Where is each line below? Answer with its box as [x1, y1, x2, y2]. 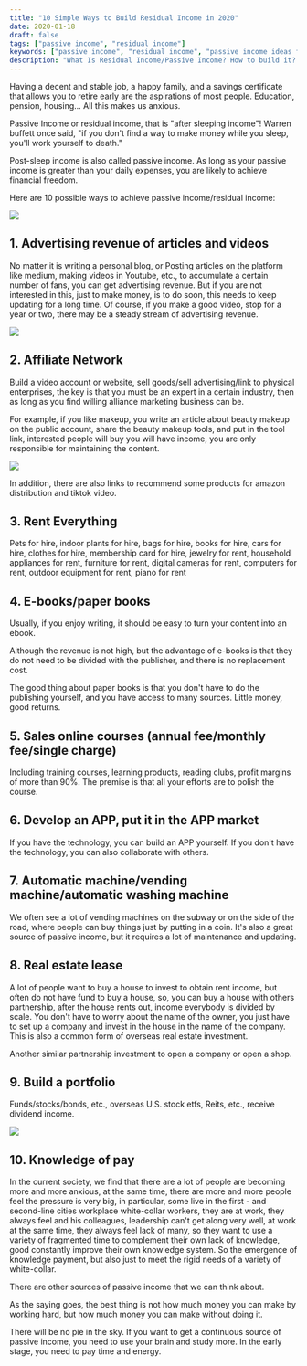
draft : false [9, 30, 59, 39]
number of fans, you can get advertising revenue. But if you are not [9, 280, 262, 291]
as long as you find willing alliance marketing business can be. [9, 396, 245, 407]
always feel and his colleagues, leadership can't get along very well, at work [9, 1215, 297, 1226]
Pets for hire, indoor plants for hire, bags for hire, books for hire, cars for [9, 538, 281, 549]
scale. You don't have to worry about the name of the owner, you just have [9, 1011, 291, 1022]
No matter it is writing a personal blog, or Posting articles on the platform [9, 259, 283, 270]
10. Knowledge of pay [9, 1152, 135, 1168]
